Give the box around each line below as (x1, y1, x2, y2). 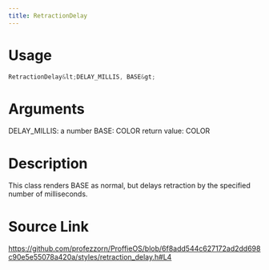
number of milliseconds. (8, 189, 88, 199)
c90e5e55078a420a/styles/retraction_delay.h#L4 (8, 252, 172, 262)
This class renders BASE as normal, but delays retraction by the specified (8, 181, 251, 191)
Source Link (8, 217, 90, 236)
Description (8, 154, 88, 172)
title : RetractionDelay (8, 11, 88, 20)
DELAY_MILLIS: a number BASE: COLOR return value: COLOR (8, 126, 211, 136)
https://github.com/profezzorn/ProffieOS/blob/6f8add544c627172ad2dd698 (8, 244, 261, 253)
